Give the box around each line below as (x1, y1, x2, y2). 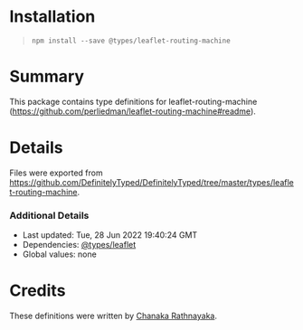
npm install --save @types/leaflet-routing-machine (31, 36, 231, 45)
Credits (9, 280, 66, 301)
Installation (9, 6, 96, 27)
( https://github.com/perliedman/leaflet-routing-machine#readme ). (9, 106, 256, 117)
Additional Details (9, 209, 90, 222)
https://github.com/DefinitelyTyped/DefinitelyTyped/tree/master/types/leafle (9, 176, 294, 187)
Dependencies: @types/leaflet (22, 240, 137, 250)
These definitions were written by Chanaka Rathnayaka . (9, 310, 217, 322)
